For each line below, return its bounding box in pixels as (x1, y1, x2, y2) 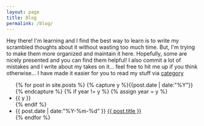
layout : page (6, 9, 40, 15)
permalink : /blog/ (6, 20, 53, 26)
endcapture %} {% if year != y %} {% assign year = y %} (24, 88, 168, 95)
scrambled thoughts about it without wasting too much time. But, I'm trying (6, 43, 195, 51)
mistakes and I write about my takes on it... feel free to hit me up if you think (6, 63, 198, 70)
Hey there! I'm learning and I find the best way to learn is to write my (6, 37, 179, 45)
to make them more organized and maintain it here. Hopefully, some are (6, 50, 187, 57)
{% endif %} (15, 101, 47, 108)
